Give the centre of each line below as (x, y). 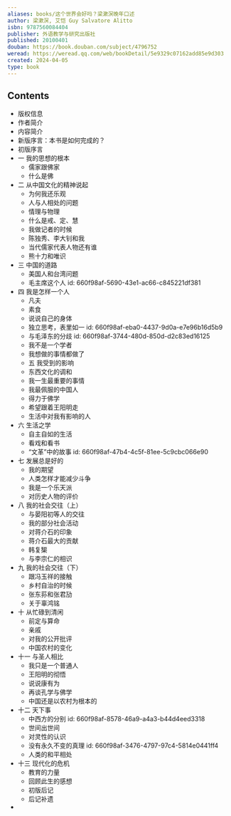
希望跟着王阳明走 (53, 407)
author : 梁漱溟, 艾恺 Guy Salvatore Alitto (70, 21)
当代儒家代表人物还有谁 (63, 247)
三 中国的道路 (37, 265)
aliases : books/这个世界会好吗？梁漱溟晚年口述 (71, 14)
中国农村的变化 (50, 648)
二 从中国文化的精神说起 (53, 185)
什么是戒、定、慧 (53, 221)
